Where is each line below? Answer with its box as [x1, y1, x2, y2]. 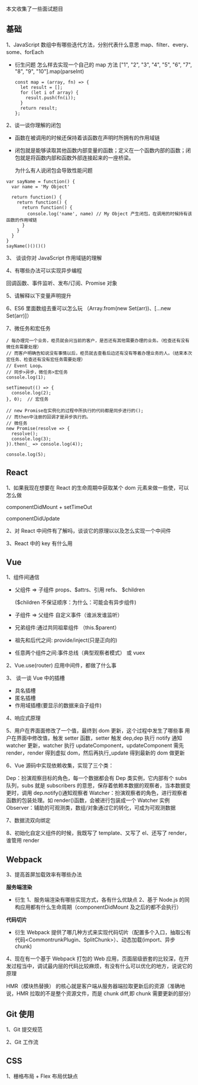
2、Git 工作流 [6, 1039, 38, 1046]
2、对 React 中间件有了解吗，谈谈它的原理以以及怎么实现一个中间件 [6, 527, 171, 534]
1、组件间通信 [6, 574, 40, 581]
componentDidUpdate [6, 515, 60, 522]
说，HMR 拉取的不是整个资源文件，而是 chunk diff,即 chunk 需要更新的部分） [6, 990, 194, 997]
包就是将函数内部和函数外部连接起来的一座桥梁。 [14, 154, 134, 161]
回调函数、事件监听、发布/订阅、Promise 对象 [6, 279, 118, 287]
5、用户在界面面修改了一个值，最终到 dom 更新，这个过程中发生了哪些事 [6, 727, 184, 734]
